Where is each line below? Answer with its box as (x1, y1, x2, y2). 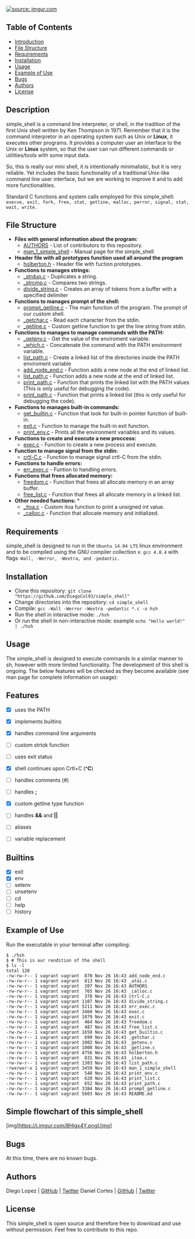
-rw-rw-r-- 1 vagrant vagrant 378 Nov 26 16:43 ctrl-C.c (6, 993, 150, 999)
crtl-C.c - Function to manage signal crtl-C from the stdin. (23, 454, 162, 461)
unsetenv (14, 888, 37, 895)
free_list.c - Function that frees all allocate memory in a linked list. (23, 491, 182, 498)
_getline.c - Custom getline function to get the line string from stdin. (23, 323, 187, 330)
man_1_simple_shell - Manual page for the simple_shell (23, 248, 154, 255)
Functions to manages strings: (14, 267, 90, 274)
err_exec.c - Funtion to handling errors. (23, 466, 118, 473)
